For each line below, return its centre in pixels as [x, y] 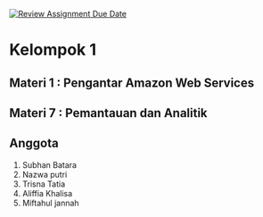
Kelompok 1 [53, 50]
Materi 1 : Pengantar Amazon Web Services [132, 83]
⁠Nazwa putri [45, 174]
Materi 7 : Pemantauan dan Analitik [108, 113]
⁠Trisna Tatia [44, 184]
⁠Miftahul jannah [50, 203]
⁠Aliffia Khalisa [47, 193]
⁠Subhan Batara [49, 164]
